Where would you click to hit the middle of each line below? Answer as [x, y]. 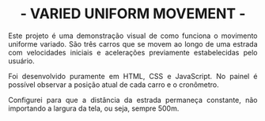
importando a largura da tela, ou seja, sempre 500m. [94, 108]
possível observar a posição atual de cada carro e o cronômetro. [114, 85]
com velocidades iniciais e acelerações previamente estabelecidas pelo [133, 52]
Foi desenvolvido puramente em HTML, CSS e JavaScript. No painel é [133, 76]
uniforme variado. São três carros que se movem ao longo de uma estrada [133, 43]
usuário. [22, 61]
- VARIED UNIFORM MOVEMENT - [133, 14]
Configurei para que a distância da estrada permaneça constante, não [133, 100]
